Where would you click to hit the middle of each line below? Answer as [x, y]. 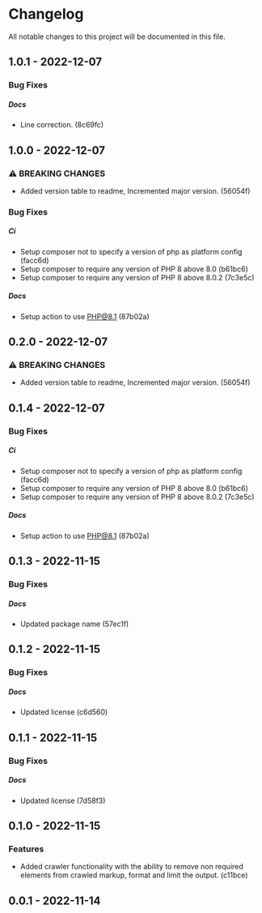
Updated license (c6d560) [64, 712]
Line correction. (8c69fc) [62, 125]
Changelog [46, 14]
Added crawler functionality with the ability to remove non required [132, 867]
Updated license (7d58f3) [63, 800]
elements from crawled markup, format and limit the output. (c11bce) [134, 875]
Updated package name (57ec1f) [74, 624]
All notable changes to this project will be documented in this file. [117, 36]
